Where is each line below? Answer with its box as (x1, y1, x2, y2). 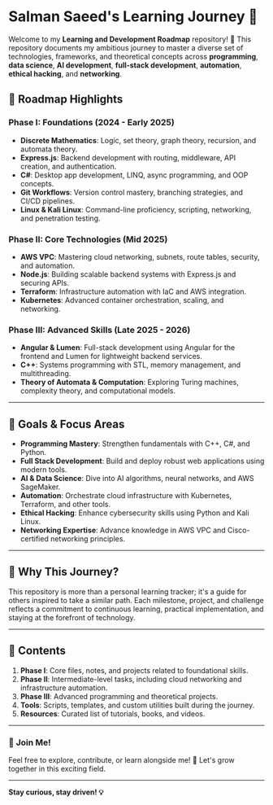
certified (19, 534, 49, 544)
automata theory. (19, 144, 78, 154)
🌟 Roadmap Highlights (8, 93, 123, 107)
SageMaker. (19, 482, 61, 492)
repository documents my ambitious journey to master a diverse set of (8, 42, 244, 52)
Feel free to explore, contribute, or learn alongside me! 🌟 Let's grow (8, 755, 235, 764)
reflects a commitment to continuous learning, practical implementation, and (8, 604, 264, 614)
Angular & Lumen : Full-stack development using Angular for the (19, 343, 236, 352)
